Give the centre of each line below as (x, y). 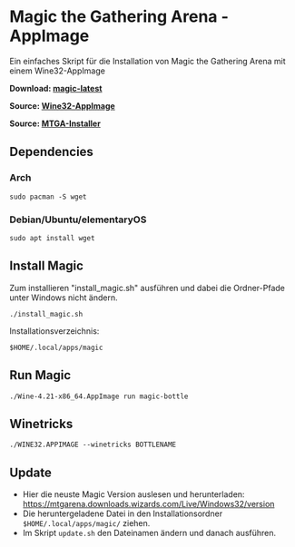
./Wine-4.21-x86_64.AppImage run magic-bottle (99, 396)
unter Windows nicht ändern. (64, 298)
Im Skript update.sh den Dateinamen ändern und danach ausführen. (149, 533)
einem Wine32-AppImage (58, 71)
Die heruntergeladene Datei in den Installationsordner (123, 513)
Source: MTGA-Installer (55, 123)
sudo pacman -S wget (49, 197)
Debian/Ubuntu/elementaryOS (78, 220)
